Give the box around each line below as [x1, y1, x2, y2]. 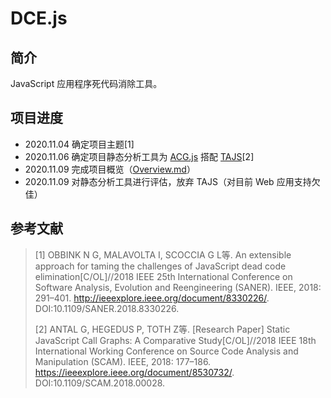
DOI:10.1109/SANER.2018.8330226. [34, 302, 180, 314]
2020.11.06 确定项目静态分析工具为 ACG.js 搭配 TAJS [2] [24, 150, 255, 162]
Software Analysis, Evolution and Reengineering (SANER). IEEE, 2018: [34, 281, 322, 293]
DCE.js [10, 7, 68, 30]
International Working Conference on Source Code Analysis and [34, 345, 299, 357]
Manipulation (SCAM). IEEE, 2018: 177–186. [34, 355, 212, 367]
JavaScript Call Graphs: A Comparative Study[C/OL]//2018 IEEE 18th [34, 334, 317, 346]
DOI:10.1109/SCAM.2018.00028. [34, 377, 166, 389]
